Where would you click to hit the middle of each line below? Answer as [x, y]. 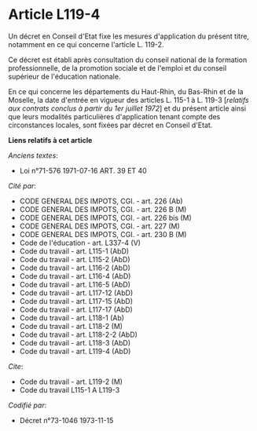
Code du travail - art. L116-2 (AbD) [75, 268]
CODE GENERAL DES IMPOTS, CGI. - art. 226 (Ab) [101, 201]
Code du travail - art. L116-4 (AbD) [75, 276]
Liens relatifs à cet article [50, 140]
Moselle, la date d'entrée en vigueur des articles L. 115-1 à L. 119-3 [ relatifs [128, 100]
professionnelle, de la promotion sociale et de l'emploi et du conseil [117, 68]
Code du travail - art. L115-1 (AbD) [74, 251]
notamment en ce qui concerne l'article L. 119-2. [86, 44]
